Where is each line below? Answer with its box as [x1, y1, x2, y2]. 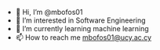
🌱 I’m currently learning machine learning [15, 24, 149, 33]
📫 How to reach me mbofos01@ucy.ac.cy [15, 33, 151, 42]
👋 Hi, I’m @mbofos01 [15, 8, 83, 16]
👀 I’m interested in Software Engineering [15, 16, 147, 25]
